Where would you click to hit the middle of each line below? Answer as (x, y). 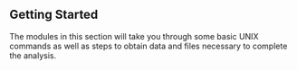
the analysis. (33, 55)
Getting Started (54, 15)
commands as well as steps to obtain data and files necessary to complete (148, 46)
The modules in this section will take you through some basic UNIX (134, 36)
